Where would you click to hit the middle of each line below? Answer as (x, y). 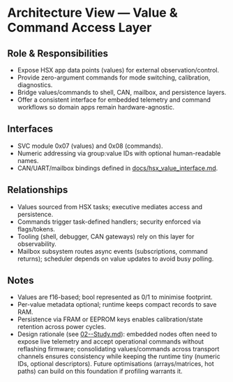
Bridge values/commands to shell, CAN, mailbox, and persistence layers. (122, 92)
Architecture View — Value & (92, 13)
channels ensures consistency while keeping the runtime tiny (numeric (119, 356)
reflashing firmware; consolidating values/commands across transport (118, 349)
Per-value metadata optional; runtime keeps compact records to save (117, 305)
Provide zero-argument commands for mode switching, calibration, (114, 77)
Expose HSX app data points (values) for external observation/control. (118, 70)
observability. (37, 244)
